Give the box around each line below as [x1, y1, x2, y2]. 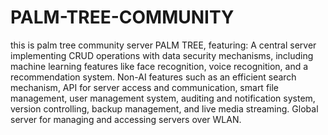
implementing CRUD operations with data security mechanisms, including [10, 49, 314, 61]
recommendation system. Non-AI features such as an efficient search [10, 71, 297, 83]
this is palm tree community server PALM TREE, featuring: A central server [10, 39, 317, 51]
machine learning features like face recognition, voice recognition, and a [10, 60, 309, 72]
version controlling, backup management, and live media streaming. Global [10, 102, 319, 115]
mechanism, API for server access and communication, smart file [10, 81, 280, 93]
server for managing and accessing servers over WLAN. [10, 113, 242, 125]
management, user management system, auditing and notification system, [10, 92, 316, 104]
